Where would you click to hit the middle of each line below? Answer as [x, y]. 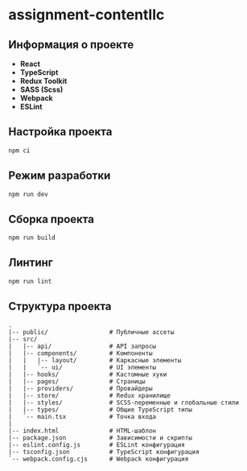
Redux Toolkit [43, 81]
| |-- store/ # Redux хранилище [90, 395]
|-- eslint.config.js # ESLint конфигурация [97, 444]
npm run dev [28, 194]
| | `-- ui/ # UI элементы [82, 367]
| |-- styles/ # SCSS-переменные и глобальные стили [124, 403]
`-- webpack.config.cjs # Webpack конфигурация [99, 459]
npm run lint [30, 281]
